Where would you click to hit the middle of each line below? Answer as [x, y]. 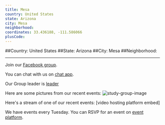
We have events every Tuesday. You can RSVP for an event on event [74, 112]
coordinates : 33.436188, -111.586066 [44, 32]
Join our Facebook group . [31, 64]
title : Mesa [17, 10]
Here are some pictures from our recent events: [53, 93]
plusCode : [15, 37]
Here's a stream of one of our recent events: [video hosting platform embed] [82, 103]
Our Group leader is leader [32, 83]
